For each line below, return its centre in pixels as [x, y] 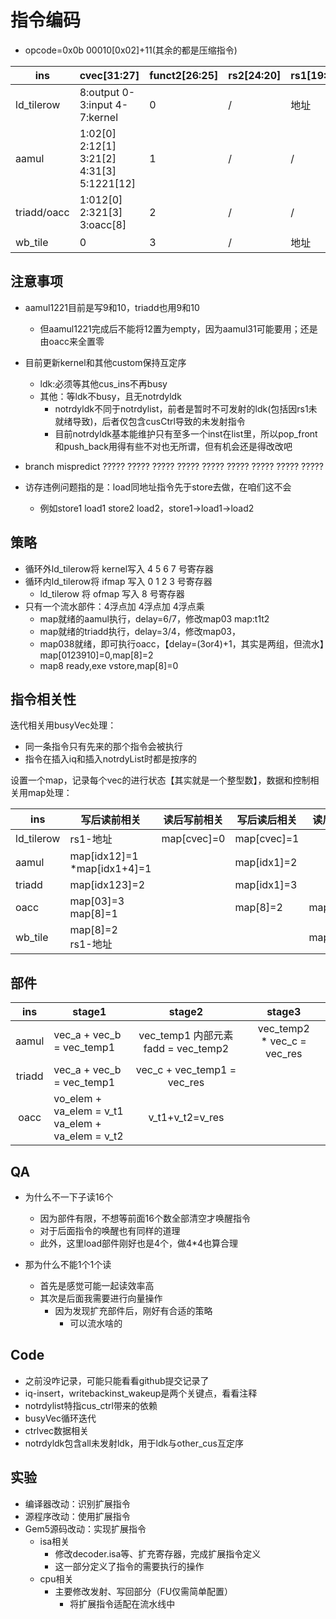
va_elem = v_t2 [88, 1136]
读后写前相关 [193, 820]
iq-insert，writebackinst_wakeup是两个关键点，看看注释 [141, 1393]
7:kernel [99, 117]
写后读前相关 [111, 820]
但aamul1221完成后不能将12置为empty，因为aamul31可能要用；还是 [178, 328]
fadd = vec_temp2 [186, 1049]
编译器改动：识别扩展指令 [77, 1503]
